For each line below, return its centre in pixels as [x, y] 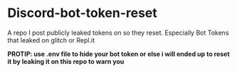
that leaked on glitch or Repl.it [51, 40]
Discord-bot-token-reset [83, 13]
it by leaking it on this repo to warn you [66, 61]
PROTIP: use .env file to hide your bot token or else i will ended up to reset [118, 54]
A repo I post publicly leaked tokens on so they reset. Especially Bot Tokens [118, 33]
